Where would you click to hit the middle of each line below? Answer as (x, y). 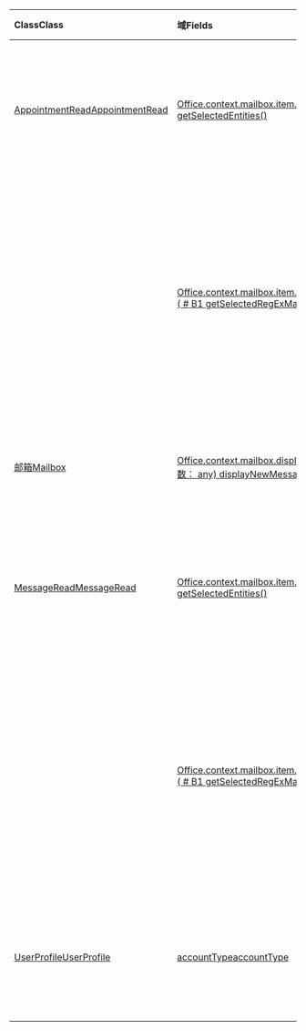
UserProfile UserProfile (62, 957)
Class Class (39, 25)
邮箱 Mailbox (40, 467)
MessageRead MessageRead (75, 588)
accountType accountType (233, 957)
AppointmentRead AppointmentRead (91, 110)
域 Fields (195, 25)
